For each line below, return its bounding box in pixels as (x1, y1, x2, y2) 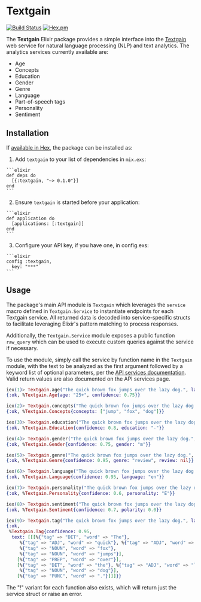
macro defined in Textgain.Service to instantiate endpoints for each (6, 307, 174, 315)
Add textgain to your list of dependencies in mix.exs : (14, 156, 147, 163)
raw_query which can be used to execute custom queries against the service (6, 338, 194, 345)
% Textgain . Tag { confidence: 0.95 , (8, 528, 93, 535)
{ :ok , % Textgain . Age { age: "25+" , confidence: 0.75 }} (6, 392, 141, 399)
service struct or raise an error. (6, 591, 83, 598)
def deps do (6, 172, 36, 178)
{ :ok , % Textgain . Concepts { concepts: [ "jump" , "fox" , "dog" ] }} (6, 409, 165, 415)
